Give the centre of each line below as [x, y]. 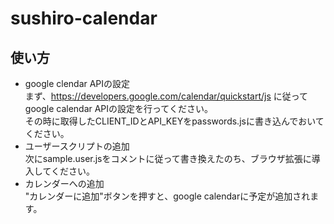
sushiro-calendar [84, 18]
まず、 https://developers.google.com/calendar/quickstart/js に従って [166, 96]
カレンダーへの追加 [64, 183]
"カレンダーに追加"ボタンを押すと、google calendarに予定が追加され [167, 196]
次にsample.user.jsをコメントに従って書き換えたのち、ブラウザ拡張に [168, 158]
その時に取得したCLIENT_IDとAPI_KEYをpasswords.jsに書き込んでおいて [174, 121]
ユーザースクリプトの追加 [77, 146]
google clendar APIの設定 [77, 83]
